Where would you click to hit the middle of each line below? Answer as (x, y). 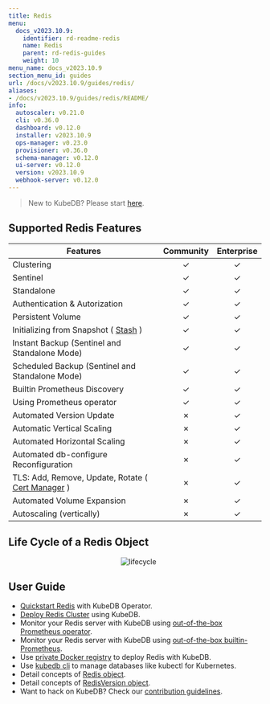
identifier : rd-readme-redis (72, 38)
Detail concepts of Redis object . (73, 674)
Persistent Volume (47, 317)
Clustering (32, 264)
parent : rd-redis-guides (64, 53)
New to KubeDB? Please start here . (86, 203)
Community (186, 251)
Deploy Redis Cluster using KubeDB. (80, 615)
